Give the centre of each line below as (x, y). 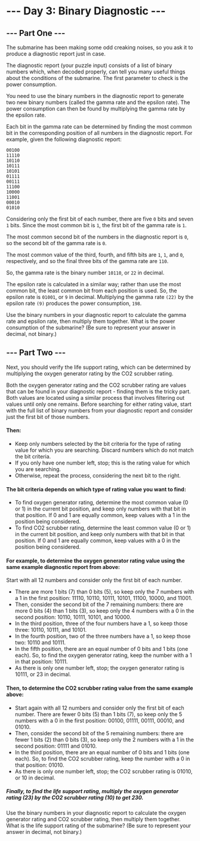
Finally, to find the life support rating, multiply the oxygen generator (93, 791)
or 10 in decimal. (35, 778)
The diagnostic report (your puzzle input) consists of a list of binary (89, 65)
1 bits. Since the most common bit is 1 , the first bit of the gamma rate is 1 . (96, 225)
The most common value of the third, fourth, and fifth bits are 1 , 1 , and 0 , (95, 255)
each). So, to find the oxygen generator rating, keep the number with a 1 (103, 655)
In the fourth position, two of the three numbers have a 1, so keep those (103, 636)
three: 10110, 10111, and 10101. (51, 630)
